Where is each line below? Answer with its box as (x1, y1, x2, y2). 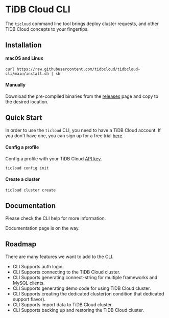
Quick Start (5, 114, 42, 122)
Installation (5, 41, 42, 50)
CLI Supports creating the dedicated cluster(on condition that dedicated (12, 290, 164, 296)
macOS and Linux (5, 55, 43, 61)
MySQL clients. (12, 280, 45, 286)
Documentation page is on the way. (5, 225, 80, 231)
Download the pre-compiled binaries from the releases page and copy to (5, 93, 159, 99)
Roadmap (5, 240, 37, 249)
